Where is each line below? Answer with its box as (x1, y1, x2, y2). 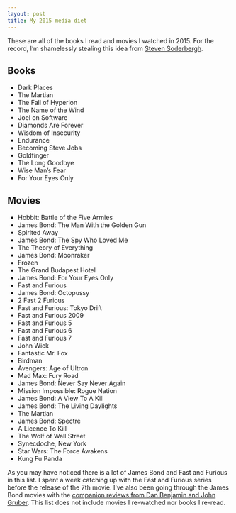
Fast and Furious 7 (17, 334, 72, 343)
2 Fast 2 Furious (17, 296, 65, 305)
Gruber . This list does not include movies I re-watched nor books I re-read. (7, 498, 226, 507)
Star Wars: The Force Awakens (17, 447, 108, 456)
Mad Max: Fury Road (17, 372, 79, 380)
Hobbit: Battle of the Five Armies (17, 214, 113, 222)
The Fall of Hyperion (17, 99, 78, 107)
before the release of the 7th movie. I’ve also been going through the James (7, 483, 229, 492)
